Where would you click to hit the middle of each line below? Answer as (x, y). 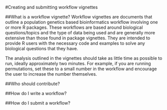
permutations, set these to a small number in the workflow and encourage (81, 69)
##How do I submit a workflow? (38, 103)
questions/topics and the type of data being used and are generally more (80, 33)
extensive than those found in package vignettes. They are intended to (78, 38)
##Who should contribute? (33, 84)
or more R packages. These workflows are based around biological (74, 27)
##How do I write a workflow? (36, 93)
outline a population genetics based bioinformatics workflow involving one (82, 22)
